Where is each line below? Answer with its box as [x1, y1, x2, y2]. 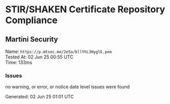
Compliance [5, 14, 58, 26]
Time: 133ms [5, 59, 32, 65]
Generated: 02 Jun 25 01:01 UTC [5, 94, 74, 100]
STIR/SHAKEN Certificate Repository [5, 4, 165, 15]
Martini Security [5, 35, 58, 44]
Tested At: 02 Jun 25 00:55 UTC [5, 54, 74, 60]
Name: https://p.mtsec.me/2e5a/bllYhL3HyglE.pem [5, 49, 112, 54]
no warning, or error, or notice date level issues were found [5, 84, 130, 90]
